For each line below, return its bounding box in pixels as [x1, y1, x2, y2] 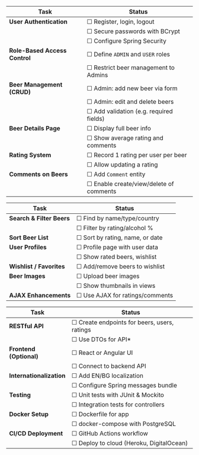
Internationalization [9, 371, 66, 380]
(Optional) [9, 353, 38, 360]
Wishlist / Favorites [9, 262, 65, 270]
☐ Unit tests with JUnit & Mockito [72, 391, 165, 399]
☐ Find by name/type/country [76, 214, 160, 222]
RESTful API [9, 322, 44, 330]
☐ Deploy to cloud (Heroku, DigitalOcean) [72, 439, 188, 447]
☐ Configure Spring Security [86, 37, 167, 45]
